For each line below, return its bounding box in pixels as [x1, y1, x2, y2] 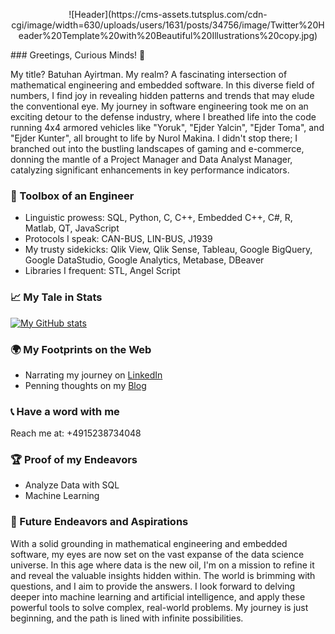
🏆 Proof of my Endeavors [10, 453, 138, 467]
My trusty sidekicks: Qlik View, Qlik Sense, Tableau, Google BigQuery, [24, 244, 313, 256]
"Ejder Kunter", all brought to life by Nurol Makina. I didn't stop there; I [10, 132, 298, 144]
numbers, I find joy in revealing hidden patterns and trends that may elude [10, 90, 315, 101]
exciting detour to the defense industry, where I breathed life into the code [10, 111, 317, 123]
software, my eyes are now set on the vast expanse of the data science [10, 548, 305, 560]
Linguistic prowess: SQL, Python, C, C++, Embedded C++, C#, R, [24, 212, 293, 224]
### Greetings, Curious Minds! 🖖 [10, 49, 146, 61]
